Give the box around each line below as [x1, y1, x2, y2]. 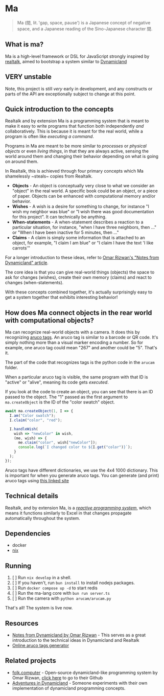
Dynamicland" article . [5, 260, 49, 266]
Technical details [5, 492, 59, 500]
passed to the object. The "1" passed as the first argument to [5, 394, 128, 400]
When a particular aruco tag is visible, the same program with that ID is [5, 374, 148, 380]
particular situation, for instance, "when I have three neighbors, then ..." [12, 225, 157, 230]
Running [5, 561, 32, 570]
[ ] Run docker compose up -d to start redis [12, 585, 98, 591]
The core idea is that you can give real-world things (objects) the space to [5, 269, 155, 275]
